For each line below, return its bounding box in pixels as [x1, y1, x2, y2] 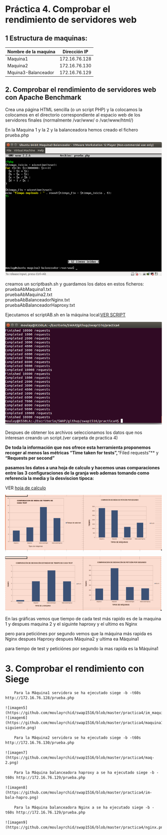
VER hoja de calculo [5, 485, 46, 491]
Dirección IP [63, 48, 88, 54]
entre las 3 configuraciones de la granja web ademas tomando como [5, 470, 150, 476]
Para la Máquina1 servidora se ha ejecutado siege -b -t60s [14, 691, 141, 696]
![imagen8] [5, 785, 28, 790]
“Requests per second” [5, 455, 55, 461]
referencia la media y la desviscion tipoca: [5, 475, 94, 481]
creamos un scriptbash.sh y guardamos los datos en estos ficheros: [5, 281, 144, 287]
